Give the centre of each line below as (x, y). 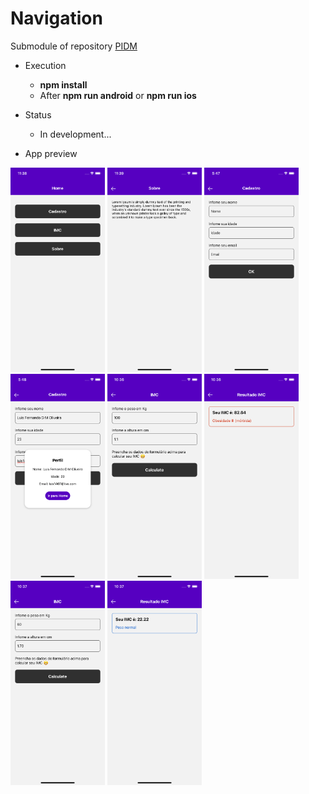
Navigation (56, 18)
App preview (51, 153)
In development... (75, 134)
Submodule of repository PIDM (74, 46)
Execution (45, 65)
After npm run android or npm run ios (118, 95)
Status (38, 114)
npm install (63, 84)
